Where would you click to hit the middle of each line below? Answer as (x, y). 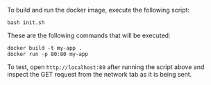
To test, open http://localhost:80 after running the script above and (106, 67)
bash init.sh (26, 23)
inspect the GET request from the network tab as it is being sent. (100, 74)
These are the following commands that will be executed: (89, 35)
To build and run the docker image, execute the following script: (98, 10)
